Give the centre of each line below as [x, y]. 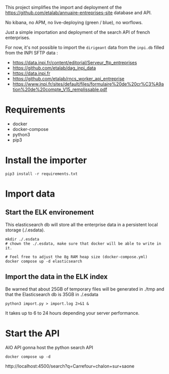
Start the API [32, 333]
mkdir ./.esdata [22, 239]
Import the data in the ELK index [57, 277]
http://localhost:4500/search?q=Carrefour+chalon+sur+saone [70, 366]
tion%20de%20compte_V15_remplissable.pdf [60, 89]
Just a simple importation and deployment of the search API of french [78, 32]
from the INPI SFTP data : [32, 53]
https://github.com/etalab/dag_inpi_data [54, 68]
